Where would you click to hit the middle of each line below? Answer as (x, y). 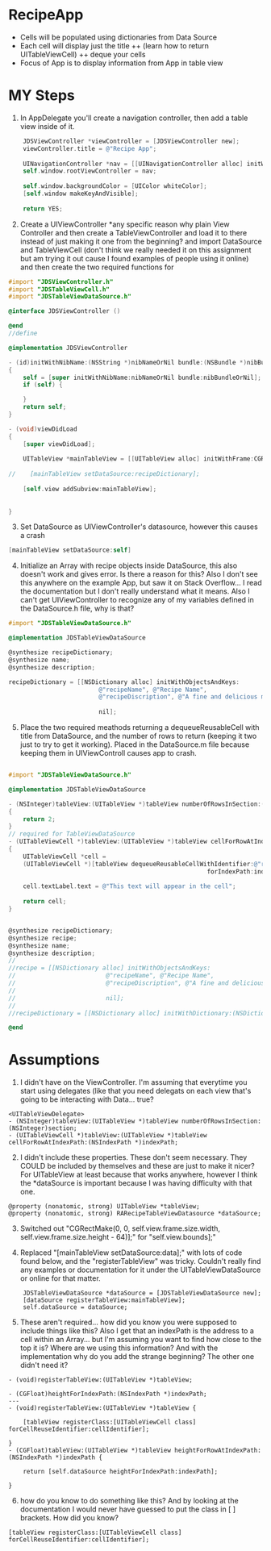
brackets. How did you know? (69, 1518)
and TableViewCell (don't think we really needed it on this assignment (135, 250)
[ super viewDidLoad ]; (59, 444)
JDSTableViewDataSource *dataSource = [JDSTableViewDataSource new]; (142, 1293)
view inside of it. (47, 126)
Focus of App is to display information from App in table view (121, 63)
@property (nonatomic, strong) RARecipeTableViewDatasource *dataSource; (135, 1214)
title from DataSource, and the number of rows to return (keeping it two (138, 736)
